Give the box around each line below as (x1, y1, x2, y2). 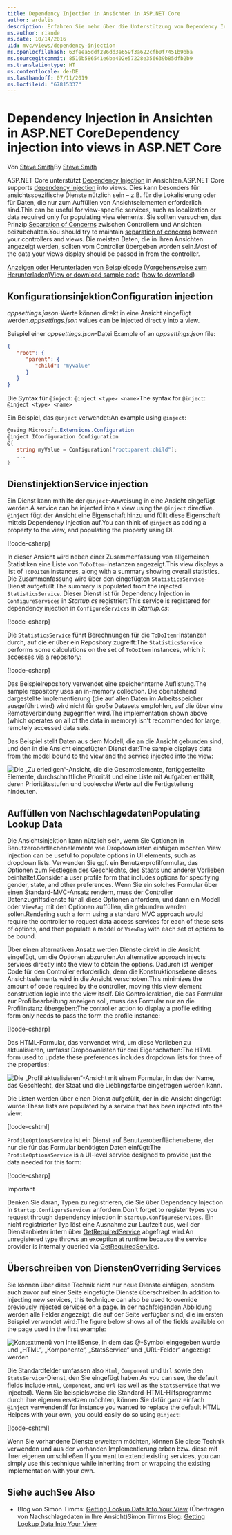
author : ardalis (7, 17, 54, 24)
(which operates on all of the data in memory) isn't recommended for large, (7, 716, 222, 725)
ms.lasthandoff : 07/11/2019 (7, 74, 88, 82)
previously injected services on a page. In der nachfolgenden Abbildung (7, 1303, 213, 1311)
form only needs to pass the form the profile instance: (7, 1012, 161, 1020)
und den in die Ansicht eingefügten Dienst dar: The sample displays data (7, 745, 212, 753)
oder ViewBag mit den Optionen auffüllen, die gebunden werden (7, 903, 187, 911)
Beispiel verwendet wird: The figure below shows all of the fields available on (7, 1317, 225, 1325)
